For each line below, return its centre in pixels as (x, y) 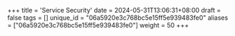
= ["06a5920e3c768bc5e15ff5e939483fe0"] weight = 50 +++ (98, 25)
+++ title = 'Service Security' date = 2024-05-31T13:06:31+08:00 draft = (114, 10)
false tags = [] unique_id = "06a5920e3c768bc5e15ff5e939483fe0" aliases (118, 18)
